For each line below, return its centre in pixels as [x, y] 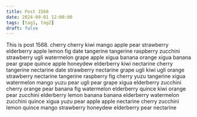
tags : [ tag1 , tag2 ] [30, 22]
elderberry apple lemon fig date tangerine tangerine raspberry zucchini [93, 51]
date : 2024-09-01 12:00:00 [39, 17]
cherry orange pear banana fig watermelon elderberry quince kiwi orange [96, 89]
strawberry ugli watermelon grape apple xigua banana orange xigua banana [98, 57]
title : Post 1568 [28, 12]
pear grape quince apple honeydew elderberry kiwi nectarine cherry [90, 64]
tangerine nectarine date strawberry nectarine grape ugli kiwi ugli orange [95, 70]
